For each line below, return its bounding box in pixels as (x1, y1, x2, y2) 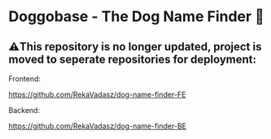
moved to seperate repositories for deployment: (8, 52, 257, 66)
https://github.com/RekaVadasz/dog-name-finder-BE (8, 121, 187, 131)
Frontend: (8, 74, 42, 84)
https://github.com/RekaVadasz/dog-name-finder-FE (8, 89, 186, 99)
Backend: (8, 106, 41, 115)
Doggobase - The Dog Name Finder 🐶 (8, 7, 264, 26)
